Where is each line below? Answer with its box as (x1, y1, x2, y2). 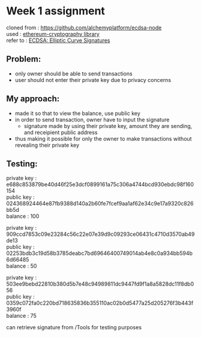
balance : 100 (6, 212, 40, 220)
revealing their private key (14, 141, 80, 148)
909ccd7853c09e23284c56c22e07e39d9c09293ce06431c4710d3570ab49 (6, 230, 195, 238)
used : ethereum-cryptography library (6, 30, 100, 37)
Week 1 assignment (6, 4, 105, 18)
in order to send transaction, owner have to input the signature (14, 116, 170, 123)
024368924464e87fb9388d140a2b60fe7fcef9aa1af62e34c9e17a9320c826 (6, 200, 194, 207)
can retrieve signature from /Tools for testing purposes (6, 324, 142, 331)
